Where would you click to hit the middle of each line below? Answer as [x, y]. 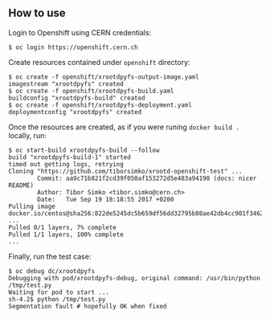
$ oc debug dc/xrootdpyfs [51, 271]
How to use [37, 13]
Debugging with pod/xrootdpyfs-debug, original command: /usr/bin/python [135, 278]
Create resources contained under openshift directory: [99, 62]
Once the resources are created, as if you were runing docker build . [124, 127]
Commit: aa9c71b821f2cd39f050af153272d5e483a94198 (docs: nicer [147, 178]
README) [21, 185]
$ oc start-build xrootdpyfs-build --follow [84, 150]
